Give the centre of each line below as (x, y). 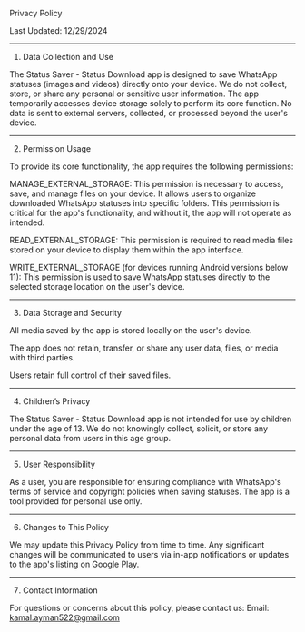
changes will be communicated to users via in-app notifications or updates (149, 554)
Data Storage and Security (72, 313)
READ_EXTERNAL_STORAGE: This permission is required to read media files (151, 240)
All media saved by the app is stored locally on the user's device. (131, 330)
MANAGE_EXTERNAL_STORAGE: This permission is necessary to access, (147, 184)
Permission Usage (57, 148)
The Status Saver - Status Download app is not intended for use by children (151, 419)
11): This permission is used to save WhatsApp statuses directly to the (140, 277)
